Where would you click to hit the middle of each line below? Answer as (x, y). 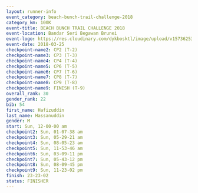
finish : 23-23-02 (27, 176)
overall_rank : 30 (27, 94)
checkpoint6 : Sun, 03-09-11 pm (44, 154)
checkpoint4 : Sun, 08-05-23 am (44, 143)
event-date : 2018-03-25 (35, 45)
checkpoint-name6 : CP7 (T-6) (42, 72)
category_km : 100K (29, 22)
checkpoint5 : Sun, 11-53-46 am (44, 148)
